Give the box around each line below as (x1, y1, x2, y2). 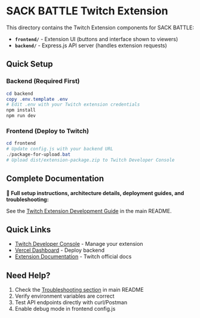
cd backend (6, 91, 33, 97)
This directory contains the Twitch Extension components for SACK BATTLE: (6, 24, 194, 31)
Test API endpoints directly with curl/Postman (14, 299, 127, 306)
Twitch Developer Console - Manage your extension (14, 240, 143, 248)
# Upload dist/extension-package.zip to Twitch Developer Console (6, 157, 175, 163)
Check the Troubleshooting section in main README (14, 286, 144, 294)
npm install (6, 107, 36, 113)
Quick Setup (6, 59, 53, 69)
